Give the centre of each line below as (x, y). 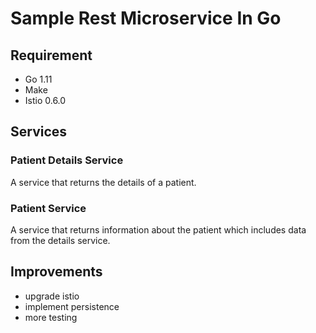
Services (39, 132)
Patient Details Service (67, 160)
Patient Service (48, 208)
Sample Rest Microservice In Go (146, 18)
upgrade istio (52, 296)
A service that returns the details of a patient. (103, 182)
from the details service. (60, 240)
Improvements (56, 272)
